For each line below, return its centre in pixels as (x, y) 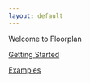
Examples (25, 70)
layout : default (36, 16)
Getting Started (34, 54)
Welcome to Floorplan (45, 39)
